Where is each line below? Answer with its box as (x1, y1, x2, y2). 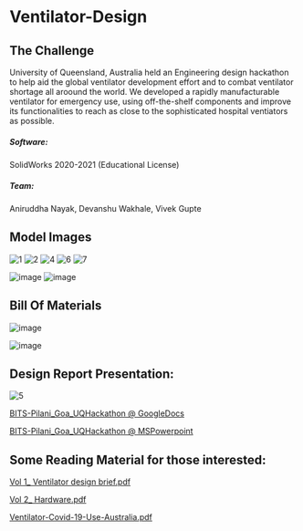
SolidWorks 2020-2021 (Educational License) (9, 159, 180, 170)
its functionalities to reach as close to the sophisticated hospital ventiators (9, 106, 288, 116)
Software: (9, 136, 48, 147)
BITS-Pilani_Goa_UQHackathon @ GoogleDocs (9, 408, 185, 419)
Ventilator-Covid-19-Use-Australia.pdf (9, 512, 153, 523)
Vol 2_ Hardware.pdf (9, 495, 87, 505)
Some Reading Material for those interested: (9, 452, 266, 467)
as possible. (9, 116, 55, 126)
